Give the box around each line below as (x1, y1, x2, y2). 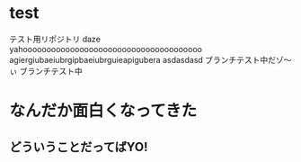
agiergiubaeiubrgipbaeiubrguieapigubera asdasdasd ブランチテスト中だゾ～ (9, 54, 292, 65)
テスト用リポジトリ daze (9, 33, 102, 44)
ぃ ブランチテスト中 (9, 66, 83, 76)
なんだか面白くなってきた (9, 101, 198, 121)
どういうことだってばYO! (9, 139, 148, 155)
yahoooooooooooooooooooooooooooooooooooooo (9, 43, 202, 54)
